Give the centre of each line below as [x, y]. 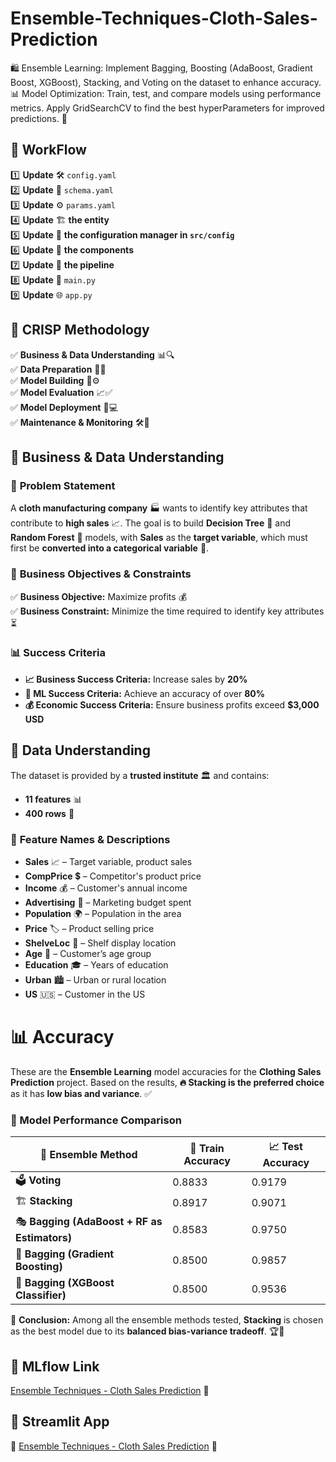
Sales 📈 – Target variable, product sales [108, 861]
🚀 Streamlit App [60, 1422]
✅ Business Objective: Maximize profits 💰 [99, 596]
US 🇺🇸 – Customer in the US [85, 994]
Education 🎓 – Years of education [96, 964]
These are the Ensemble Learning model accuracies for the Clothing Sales [166, 1071]
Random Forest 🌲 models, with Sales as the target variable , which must [159, 538]
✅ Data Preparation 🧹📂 [58, 369]
